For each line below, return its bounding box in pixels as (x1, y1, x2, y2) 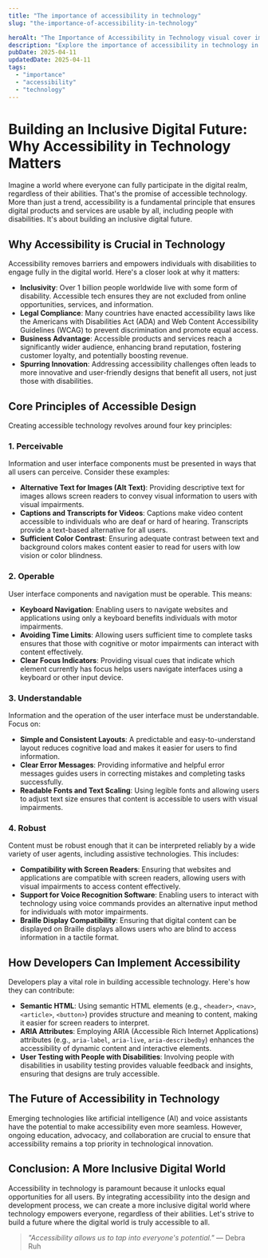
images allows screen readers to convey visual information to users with (19, 491, 258, 501)
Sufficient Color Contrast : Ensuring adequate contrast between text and (19, 533, 259, 544)
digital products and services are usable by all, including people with (8, 206, 234, 216)
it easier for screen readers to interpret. (19, 1018, 150, 1028)
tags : (8, 63, 26, 72)
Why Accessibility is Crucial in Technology (8, 238, 226, 251)
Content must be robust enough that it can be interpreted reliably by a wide (8, 841, 256, 850)
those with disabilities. (19, 377, 93, 386)
